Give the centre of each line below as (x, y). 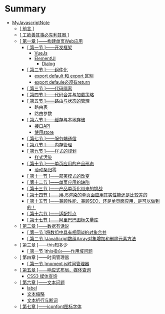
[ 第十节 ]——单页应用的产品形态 (60, 163)
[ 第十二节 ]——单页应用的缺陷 (58, 182)
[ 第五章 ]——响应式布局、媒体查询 (55, 270)
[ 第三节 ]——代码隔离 (49, 88)
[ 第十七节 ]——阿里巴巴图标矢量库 (62, 220)
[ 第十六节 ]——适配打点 (52, 213)
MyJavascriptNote (31, 23)
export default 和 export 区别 (64, 76)
